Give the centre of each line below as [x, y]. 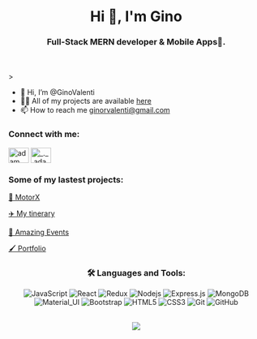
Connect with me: [44, 135]
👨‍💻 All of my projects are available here [86, 101]
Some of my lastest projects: [66, 179]
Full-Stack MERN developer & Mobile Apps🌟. [136, 42]
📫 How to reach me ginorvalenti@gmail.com [95, 110]
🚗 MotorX [24, 197]
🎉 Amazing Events [39, 232]
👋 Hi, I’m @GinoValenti [57, 92]
